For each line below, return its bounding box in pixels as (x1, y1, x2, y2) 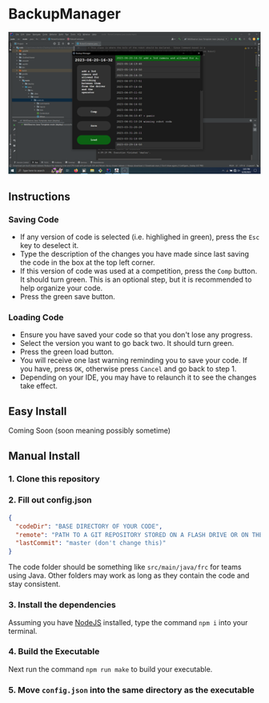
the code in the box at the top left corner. (19, 258, 155, 267)
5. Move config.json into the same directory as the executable (8, 684, 255, 695)
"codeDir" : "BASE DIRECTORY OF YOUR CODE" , (15, 522, 163, 530)
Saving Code (8, 213, 59, 225)
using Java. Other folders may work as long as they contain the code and (8, 571, 250, 580)
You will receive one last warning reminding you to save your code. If (19, 356, 248, 365)
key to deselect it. (19, 241, 78, 250)
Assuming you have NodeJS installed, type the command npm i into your (8, 617, 248, 627)
